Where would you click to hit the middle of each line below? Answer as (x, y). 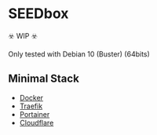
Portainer (35, 114)
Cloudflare (37, 122)
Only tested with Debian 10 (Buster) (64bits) (79, 54)
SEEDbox (38, 14)
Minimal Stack (44, 79)
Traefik (31, 106)
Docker (31, 97)
